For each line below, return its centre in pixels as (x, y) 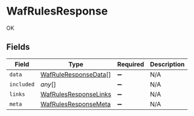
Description (167, 64)
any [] (48, 84)
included (22, 84)
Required (131, 64)
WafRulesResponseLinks (76, 94)
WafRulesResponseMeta (76, 104)
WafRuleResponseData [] (76, 74)
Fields (18, 47)
